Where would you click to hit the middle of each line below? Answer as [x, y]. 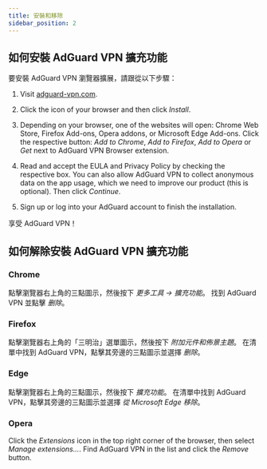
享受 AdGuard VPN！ [43, 224]
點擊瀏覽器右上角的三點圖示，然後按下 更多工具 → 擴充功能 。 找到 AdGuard [132, 293]
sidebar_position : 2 [43, 23]
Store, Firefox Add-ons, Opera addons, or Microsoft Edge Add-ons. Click [139, 133]
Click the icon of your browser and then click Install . [105, 109]
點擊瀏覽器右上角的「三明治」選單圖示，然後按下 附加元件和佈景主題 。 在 [129, 342]
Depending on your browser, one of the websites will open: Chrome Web [139, 125]
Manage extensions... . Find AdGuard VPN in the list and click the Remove [129, 449]
